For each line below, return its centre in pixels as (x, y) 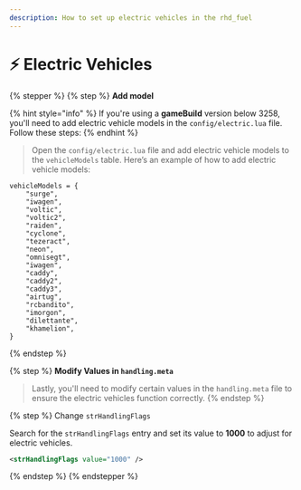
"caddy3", (44, 289)
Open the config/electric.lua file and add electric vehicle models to (160, 149)
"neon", (40, 249)
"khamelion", (50, 328)
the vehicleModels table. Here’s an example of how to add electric (154, 159)
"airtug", (44, 297)
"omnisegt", (48, 257)
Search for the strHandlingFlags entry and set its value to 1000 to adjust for (151, 433)
